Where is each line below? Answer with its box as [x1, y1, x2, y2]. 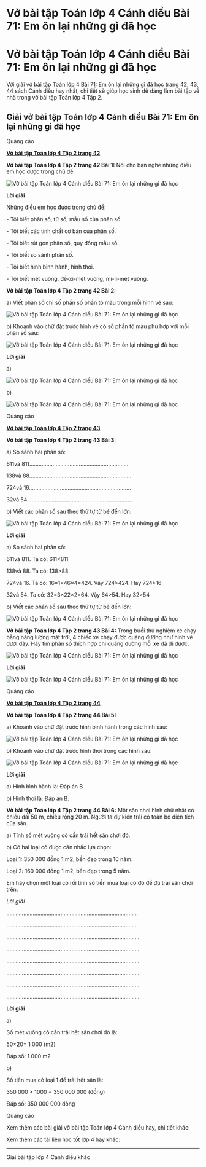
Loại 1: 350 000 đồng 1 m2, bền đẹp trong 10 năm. [6, 855, 133, 863]
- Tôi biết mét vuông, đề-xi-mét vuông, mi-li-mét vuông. [6, 275, 148, 282]
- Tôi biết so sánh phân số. [6, 251, 74, 258]
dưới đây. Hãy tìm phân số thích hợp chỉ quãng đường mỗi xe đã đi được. [6, 640, 189, 647]
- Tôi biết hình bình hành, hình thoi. [6, 263, 94, 270]
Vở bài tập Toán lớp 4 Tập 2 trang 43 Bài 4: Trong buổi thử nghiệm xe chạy [6, 627, 196, 634]
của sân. [6, 819, 28, 827]
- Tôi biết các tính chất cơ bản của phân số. [6, 227, 116, 235]
